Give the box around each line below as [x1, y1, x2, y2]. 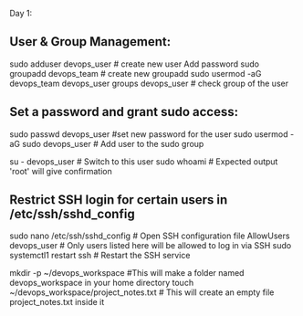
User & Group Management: [9, 34, 172, 49]
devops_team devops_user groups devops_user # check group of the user [9, 78, 289, 89]
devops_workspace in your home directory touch [9, 278, 194, 289]
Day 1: [9, 8, 33, 18]
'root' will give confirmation [9, 165, 112, 176]
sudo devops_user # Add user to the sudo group [22, 138, 204, 149]
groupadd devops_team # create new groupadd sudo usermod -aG [9, 68, 262, 79]
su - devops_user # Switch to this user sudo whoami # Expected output [9, 155, 278, 167]
